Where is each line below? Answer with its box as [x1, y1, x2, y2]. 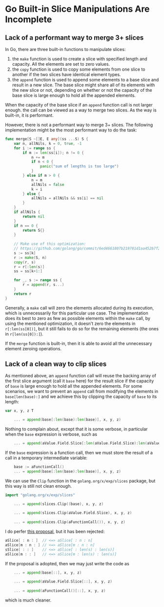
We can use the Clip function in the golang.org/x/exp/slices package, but [5, 477, 156, 484]
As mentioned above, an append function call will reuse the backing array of [5, 373, 156, 379]
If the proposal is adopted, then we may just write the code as [5, 560, 129, 566]
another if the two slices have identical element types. [12, 72, 121, 77]
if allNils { [14, 210, 41, 214]
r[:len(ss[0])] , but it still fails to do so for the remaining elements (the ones [5, 325, 159, 332]
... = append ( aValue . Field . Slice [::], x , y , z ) [14, 579, 112, 584]
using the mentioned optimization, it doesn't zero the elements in [5, 320, 136, 326]
